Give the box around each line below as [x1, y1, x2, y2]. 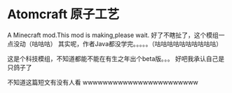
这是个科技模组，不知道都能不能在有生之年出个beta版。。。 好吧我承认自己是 [7, 54, 225, 63]
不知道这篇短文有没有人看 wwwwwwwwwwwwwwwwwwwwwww [7, 78, 198, 86]
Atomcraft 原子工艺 [7, 6, 120, 22]
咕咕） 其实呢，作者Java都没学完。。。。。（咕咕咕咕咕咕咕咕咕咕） [37, 39, 223, 48]
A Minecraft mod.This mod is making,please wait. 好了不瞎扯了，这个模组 [7, 31, 219, 39]
